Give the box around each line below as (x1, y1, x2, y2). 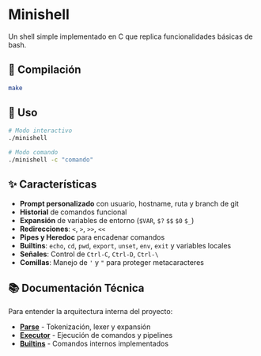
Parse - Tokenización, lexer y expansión (19, 322, 151, 331)
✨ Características (8, 178, 97, 191)
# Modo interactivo (8, 127, 73, 135)
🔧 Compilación (8, 63, 81, 77)
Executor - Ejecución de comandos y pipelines (19, 330, 173, 339)
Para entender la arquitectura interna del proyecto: (8, 306, 173, 316)
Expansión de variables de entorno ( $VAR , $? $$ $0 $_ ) (19, 215, 195, 225)
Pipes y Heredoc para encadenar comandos (19, 232, 165, 242)
